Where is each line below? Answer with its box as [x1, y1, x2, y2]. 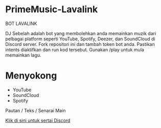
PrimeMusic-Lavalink [5, 4, 98, 15]
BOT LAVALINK [5, 20, 37, 27]
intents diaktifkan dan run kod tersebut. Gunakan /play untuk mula [5, 46, 145, 53]
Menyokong [5, 70, 57, 82]
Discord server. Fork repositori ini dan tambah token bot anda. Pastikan [5, 41, 155, 47]
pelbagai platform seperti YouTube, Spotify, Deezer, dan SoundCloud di [5, 36, 155, 42]
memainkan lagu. [5, 52, 42, 58]
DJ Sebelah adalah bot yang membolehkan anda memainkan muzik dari [5, 30, 156, 36]
